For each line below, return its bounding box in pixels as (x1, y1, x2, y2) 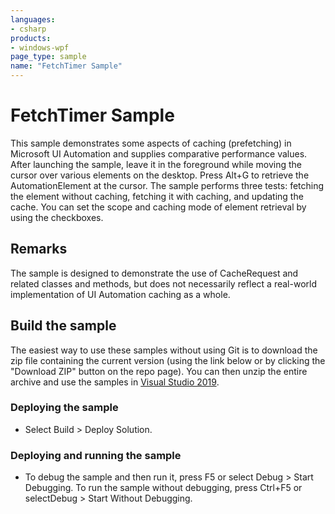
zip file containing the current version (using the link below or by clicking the (10, 354, 326, 366)
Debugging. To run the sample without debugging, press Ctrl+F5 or (24, 482, 303, 494)
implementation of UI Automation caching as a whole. (10, 288, 231, 300)
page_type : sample (10, 52, 87, 62)
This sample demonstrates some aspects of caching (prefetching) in (10, 137, 292, 149)
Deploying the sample (10, 401, 119, 415)
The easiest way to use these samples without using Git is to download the (10, 344, 318, 356)
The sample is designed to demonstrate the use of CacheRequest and (10, 267, 299, 279)
